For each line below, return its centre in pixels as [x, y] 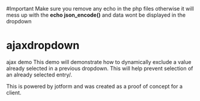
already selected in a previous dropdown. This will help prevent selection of [100, 68]
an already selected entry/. [39, 75]
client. [14, 93]
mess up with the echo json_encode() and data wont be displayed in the [96, 15]
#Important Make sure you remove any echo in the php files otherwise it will [100, 9]
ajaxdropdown [43, 46]
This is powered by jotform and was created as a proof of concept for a [95, 86]
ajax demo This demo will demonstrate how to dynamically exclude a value [99, 62]
